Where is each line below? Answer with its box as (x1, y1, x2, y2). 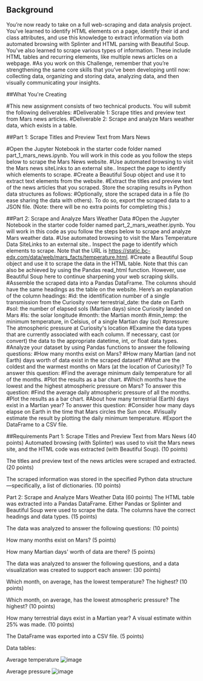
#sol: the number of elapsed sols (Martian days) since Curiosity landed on (6, 305, 191, 312)
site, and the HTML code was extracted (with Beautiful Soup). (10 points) (6, 445, 188, 453)
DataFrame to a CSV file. (6, 420, 68, 428)
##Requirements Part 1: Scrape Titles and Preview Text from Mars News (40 (6, 433, 197, 440)
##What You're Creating (6, 90, 67, 98)
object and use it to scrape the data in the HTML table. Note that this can (6, 260, 188, 267)
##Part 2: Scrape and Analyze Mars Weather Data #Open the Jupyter (6, 214, 180, 222)
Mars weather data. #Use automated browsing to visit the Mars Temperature (6, 234, 198, 241)
